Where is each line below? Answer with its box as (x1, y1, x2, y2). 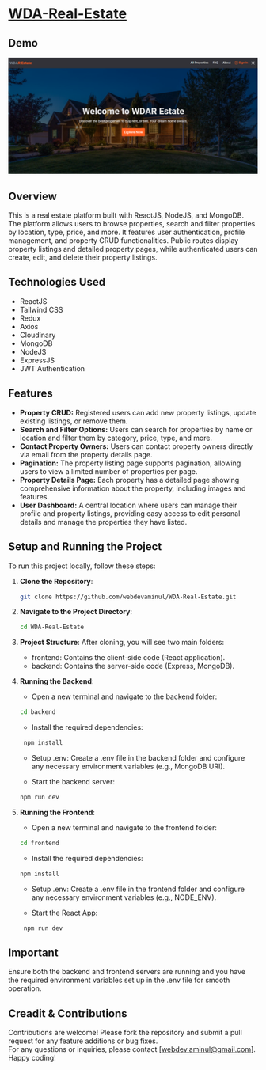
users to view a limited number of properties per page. (19, 466, 198, 476)
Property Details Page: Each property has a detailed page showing (19, 475, 240, 484)
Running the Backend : (19, 677, 94, 686)
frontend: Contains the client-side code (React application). (31, 653, 226, 662)
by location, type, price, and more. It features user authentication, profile (8, 227, 245, 237)
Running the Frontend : (19, 807, 95, 817)
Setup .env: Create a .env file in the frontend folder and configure (31, 884, 245, 894)
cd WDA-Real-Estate (19, 623, 85, 632)
